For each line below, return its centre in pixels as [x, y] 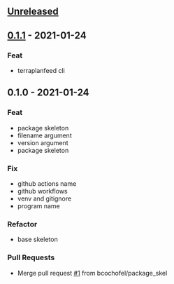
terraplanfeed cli [41, 71]
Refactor [22, 224]
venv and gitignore [44, 198]
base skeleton [37, 239]
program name [39, 206]
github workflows [42, 191]
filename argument [44, 135]
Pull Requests [31, 257]
